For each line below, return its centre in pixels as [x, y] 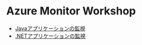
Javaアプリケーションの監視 [50, 28]
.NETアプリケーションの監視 [50, 36]
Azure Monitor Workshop [71, 11]
